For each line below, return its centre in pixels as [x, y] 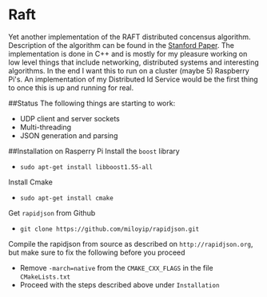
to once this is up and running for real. [71, 87]
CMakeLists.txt [45, 277]
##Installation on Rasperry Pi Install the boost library [94, 151]
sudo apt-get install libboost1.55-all [86, 167]
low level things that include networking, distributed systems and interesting [134, 62]
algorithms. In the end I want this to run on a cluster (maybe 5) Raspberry [129, 70]
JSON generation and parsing [69, 135]
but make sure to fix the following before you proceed [97, 252]
